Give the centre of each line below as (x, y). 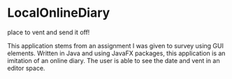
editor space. (26, 68)
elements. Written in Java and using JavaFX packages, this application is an (116, 53)
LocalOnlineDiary (59, 13)
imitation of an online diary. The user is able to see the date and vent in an (114, 60)
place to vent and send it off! (49, 32)
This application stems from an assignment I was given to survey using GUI (115, 45)
